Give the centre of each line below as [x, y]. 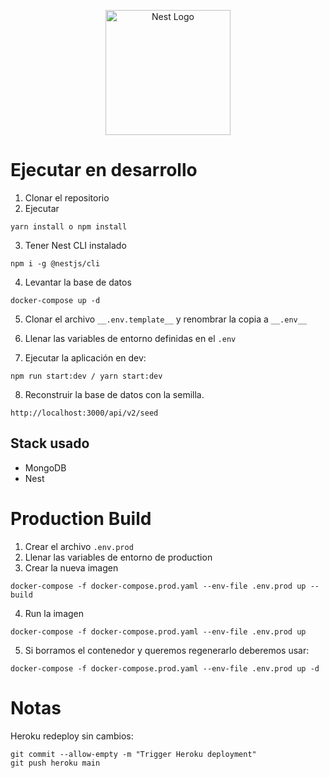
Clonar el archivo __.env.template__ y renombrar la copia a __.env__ [166, 319]
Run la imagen [54, 613]
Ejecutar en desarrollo [104, 170]
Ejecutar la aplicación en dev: [85, 357]
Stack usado [50, 443]
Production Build [81, 518]
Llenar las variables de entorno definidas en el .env [130, 338]
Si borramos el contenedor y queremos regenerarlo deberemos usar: [167, 650]
